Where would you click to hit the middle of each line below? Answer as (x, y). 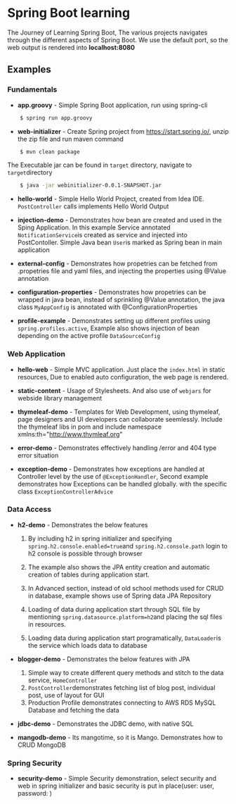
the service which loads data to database (87, 645)
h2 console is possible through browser (85, 553)
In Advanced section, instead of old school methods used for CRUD (126, 588)
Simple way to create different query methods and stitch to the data (126, 672)
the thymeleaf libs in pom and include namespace (90, 427)
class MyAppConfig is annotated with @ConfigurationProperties (107, 307)
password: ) (35, 793)
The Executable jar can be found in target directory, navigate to (99, 165)
